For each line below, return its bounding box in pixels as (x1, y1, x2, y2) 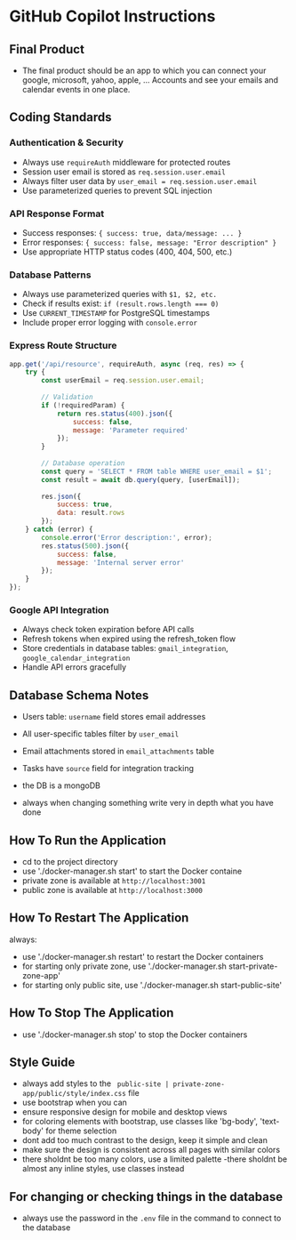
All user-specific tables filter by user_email (21, 729, 180, 739)
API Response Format (9, 207, 105, 220)
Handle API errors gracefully (21, 662, 127, 672)
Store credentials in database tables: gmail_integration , (21, 643, 228, 654)
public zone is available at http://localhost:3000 (21, 885, 203, 895)
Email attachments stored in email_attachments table (21, 745, 215, 757)
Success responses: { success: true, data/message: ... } (21, 227, 243, 238)
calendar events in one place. (21, 85, 131, 94)
